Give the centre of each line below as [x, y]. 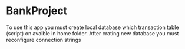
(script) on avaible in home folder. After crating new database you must [92, 33]
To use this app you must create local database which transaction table [92, 27]
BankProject [37, 11]
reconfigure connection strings [44, 40]
